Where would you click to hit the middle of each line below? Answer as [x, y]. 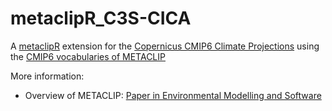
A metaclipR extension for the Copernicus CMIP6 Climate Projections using [165, 46]
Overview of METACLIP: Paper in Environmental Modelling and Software [173, 95]
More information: [47, 76]
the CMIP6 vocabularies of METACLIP [88, 56]
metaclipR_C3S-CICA [101, 18]
